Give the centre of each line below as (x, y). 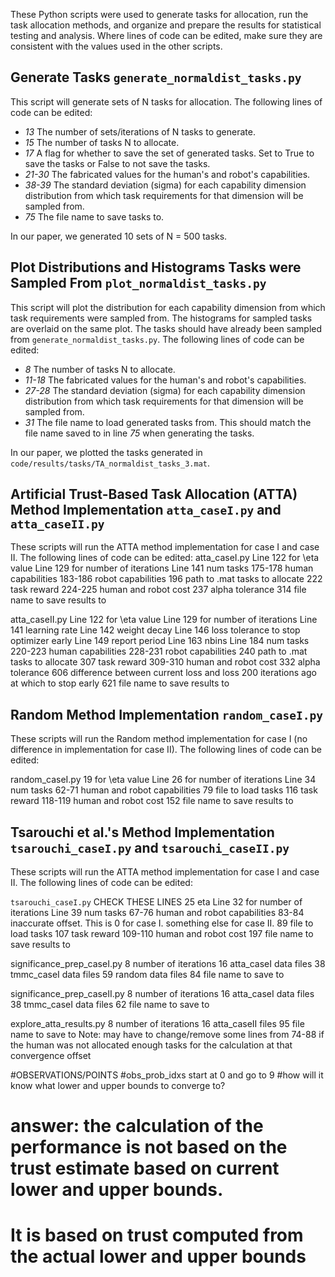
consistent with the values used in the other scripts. (116, 46)
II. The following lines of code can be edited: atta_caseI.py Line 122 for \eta (165, 558)
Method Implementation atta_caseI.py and (146, 510)
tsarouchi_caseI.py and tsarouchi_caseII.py (150, 847)
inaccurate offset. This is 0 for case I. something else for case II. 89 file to (162, 923)
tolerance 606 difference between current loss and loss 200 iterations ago (163, 673)
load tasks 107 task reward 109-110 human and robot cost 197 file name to (162, 934)
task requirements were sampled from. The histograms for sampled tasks (161, 318)
